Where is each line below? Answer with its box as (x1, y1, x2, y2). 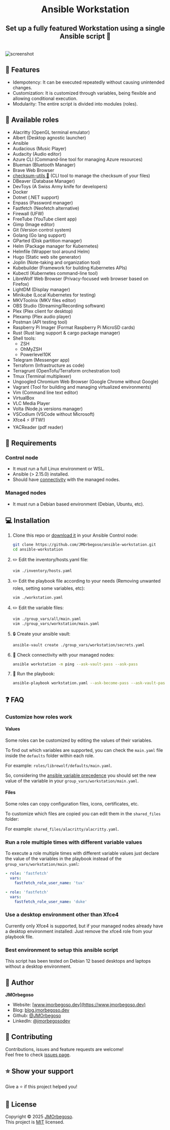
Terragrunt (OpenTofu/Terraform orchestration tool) (12, 367, 121, 373)
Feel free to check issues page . (5, 1051, 71, 1058)
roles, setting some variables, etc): (12, 585, 85, 591)
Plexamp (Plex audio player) (12, 313, 72, 319)
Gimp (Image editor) (12, 221, 55, 228)
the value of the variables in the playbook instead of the (5, 856, 122, 862)
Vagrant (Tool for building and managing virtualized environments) (12, 384, 151, 390)
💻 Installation (5, 516, 50, 525)
